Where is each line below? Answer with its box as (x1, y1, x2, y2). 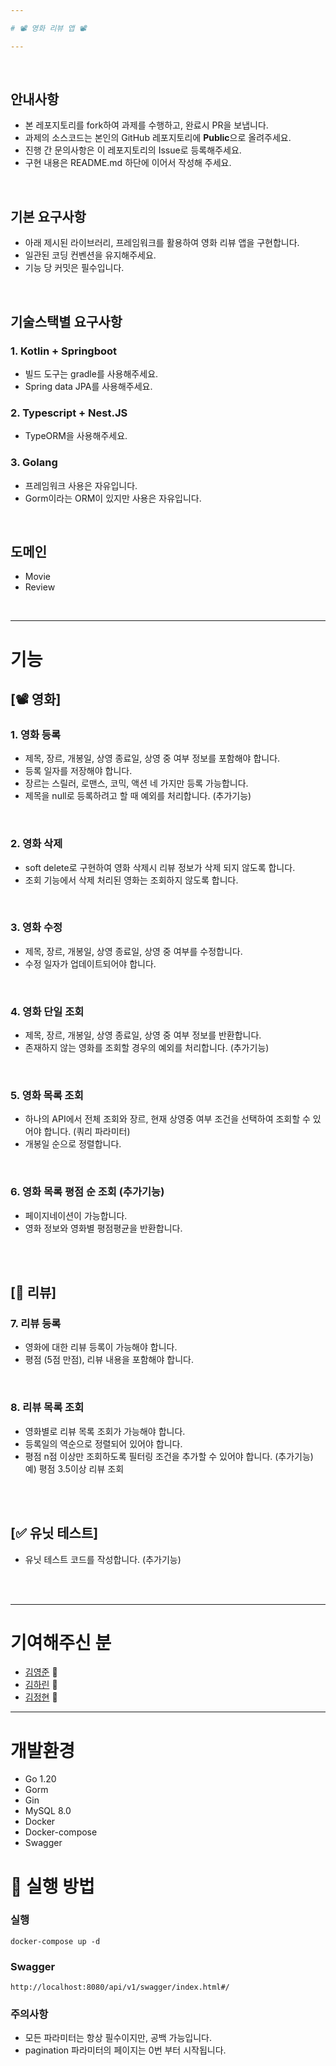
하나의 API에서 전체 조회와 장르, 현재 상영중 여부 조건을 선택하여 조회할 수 (24, 1113, 311, 1125)
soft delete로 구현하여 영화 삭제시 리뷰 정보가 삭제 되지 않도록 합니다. (24, 861, 296, 873)
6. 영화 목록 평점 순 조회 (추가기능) (10, 1185, 165, 1199)
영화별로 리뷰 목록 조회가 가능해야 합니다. (24, 1425, 186, 1437)
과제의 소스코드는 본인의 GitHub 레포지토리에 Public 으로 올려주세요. (24, 132, 292, 144)
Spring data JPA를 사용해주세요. (24, 380, 153, 392)
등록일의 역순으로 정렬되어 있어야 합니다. (24, 1437, 183, 1450)
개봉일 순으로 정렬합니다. (24, 1138, 122, 1150)
